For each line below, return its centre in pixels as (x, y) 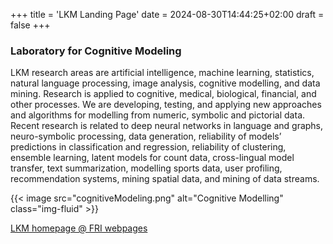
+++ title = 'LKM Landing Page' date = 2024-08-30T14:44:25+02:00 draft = (167, 14)
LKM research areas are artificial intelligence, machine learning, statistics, (162, 73)
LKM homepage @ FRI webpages (79, 228)
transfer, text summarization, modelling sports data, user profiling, (146, 168)
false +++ (30, 25)
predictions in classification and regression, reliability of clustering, (148, 147)
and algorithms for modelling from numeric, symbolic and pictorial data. (158, 115)
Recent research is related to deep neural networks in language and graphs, (167, 126)
